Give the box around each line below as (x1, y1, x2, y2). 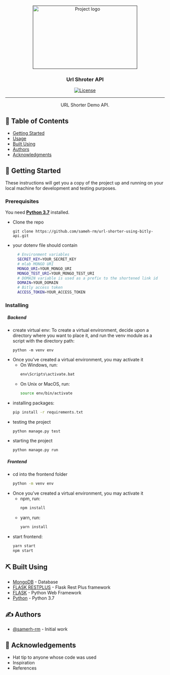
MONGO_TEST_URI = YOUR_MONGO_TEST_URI (17, 271, 95, 276)
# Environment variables (17, 252, 70, 257)
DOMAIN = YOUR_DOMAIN (17, 280, 58, 285)
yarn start (12, 543, 36, 548)
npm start (12, 548, 34, 553)
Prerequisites (5, 198, 39, 205)
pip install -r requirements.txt (12, 409, 83, 415)
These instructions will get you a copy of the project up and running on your (5, 179, 163, 185)
